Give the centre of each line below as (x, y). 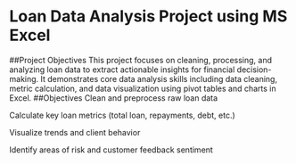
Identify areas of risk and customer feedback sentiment (111, 150)
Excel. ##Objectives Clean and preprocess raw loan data (114, 98)
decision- (254, 70)
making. (24, 78)
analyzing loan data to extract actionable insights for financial (122, 70)
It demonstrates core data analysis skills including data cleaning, (159, 78)
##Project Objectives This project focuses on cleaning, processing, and (140, 60)
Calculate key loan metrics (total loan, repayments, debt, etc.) (123, 115)
